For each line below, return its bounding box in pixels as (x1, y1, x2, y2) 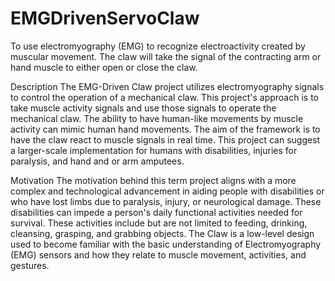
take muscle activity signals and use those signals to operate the (10, 102, 277, 114)
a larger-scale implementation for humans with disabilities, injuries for (10, 144, 298, 156)
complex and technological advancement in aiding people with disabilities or (10, 185, 325, 197)
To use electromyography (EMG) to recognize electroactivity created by (10, 40, 306, 52)
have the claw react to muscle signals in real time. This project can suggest (10, 133, 321, 146)
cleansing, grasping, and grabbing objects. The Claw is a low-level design (10, 227, 315, 239)
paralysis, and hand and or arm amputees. (10, 155, 185, 167)
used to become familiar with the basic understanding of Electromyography (10, 238, 322, 250)
